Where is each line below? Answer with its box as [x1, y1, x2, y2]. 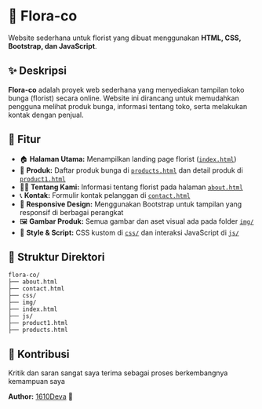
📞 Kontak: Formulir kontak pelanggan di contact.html [19, 190, 191, 199]
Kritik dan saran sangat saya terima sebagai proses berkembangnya [8, 368, 228, 378]
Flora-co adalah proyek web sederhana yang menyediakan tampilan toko [8, 85, 245, 94]
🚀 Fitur [8, 133, 42, 146]
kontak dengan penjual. [8, 110, 84, 119]
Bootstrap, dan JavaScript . [8, 41, 97, 50]
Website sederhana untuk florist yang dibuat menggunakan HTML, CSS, [8, 33, 242, 42]
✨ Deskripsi [8, 64, 67, 78]
